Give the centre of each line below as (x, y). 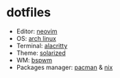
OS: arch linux (36, 38)
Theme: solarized (41, 53)
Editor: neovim (37, 31)
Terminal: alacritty (42, 45)
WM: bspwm (34, 60)
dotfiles (29, 13)
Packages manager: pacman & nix (64, 67)
